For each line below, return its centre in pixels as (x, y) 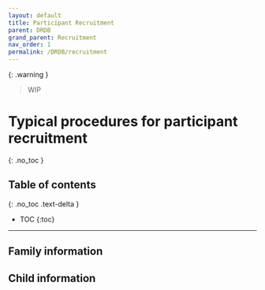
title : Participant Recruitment (61, 23)
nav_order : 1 (30, 45)
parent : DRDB (30, 30)
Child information (52, 278)
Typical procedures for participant (123, 122)
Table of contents (52, 185)
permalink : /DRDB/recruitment (58, 52)
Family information (56, 252)
